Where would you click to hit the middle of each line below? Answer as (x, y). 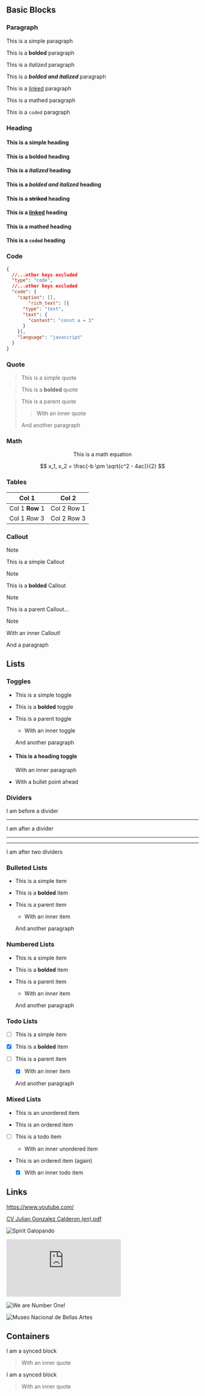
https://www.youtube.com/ (40, 1207)
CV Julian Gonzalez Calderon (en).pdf (54, 1218)
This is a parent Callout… (38, 609)
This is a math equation (103, 454)
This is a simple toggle (43, 695)
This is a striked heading (38, 198)
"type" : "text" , (43, 309)
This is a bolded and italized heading (54, 184)
